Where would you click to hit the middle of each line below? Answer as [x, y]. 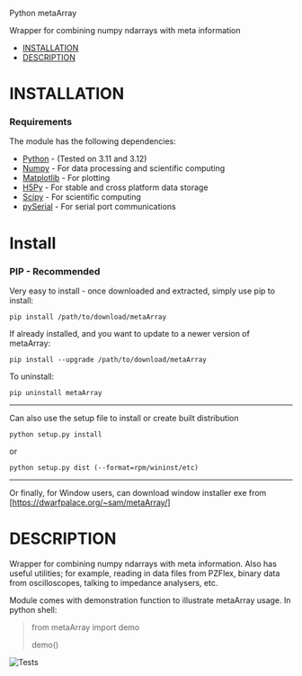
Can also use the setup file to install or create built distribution [124, 418]
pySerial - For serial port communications [99, 207]
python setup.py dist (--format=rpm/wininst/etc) [104, 467]
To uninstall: [32, 376]
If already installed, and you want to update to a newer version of [129, 333]
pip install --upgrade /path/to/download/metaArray [108, 359]
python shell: [33, 609]
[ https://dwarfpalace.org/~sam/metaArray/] [90, 502]
